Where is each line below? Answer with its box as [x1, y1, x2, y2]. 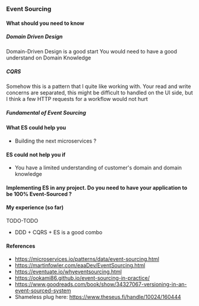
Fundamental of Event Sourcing [6, 109, 86, 116]
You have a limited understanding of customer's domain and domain [14, 164, 182, 171]
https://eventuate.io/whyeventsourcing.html [14, 268, 122, 275]
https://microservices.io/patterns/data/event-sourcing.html [14, 255, 159, 263]
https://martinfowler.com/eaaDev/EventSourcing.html [14, 262, 146, 269]
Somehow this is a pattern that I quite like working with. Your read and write [6, 83, 191, 90]
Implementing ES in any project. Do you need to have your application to [6, 184, 188, 191]
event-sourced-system [14, 287, 71, 294]
